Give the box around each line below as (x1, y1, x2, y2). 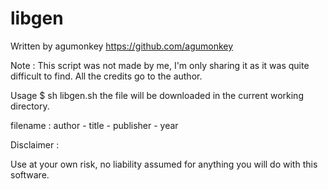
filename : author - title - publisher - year (10, 119, 179, 131)
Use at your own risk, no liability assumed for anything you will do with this (10, 158, 318, 170)
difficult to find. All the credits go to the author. (10, 70, 203, 82)
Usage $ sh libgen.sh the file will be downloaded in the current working (10, 89, 304, 101)
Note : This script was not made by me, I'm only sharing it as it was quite (10, 59, 310, 71)
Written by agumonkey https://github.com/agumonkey (10, 40, 234, 52)
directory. (10, 100, 50, 112)
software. (10, 168, 50, 181)
